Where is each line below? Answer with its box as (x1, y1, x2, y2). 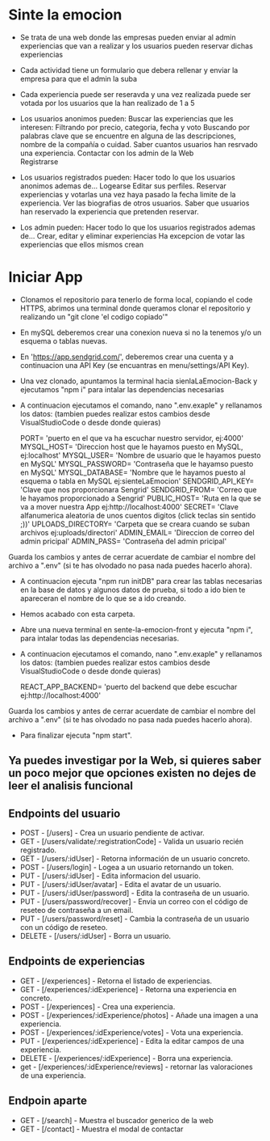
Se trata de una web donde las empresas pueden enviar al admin (19, 32, 236, 42)
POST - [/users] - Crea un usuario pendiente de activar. (19, 828, 206, 838)
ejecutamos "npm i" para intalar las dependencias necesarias (19, 384, 224, 394)
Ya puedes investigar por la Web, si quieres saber (8, 754, 262, 767)
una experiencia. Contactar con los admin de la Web (19, 148, 194, 158)
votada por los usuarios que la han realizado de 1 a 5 (19, 98, 195, 108)
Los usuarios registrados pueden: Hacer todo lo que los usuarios (19, 172, 235, 182)
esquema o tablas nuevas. (19, 336, 107, 345)
